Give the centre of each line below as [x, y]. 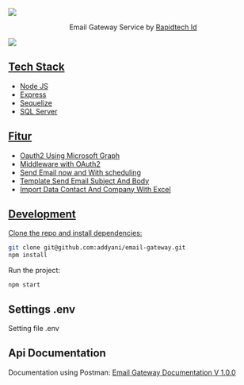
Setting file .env [34, 328]
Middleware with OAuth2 [60, 164]
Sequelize [36, 102]
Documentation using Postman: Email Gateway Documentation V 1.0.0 [122, 372]
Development [42, 214]
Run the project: [34, 271]
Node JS [34, 86]
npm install [28, 255]
